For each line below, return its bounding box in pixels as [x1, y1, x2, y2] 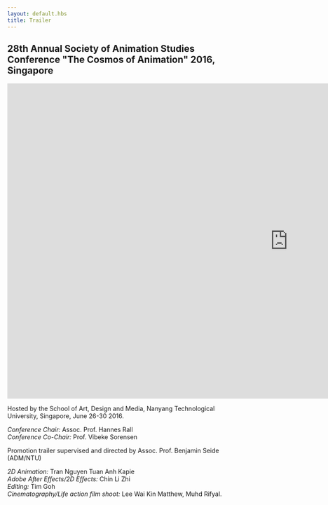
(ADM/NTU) [7, 454, 42, 462]
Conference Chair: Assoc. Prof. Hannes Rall [7, 425, 133, 434]
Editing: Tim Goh [7, 483, 55, 491]
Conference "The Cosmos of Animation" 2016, [7, 53, 215, 65]
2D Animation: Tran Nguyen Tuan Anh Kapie [7, 467, 135, 476]
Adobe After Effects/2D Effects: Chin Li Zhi [7, 475, 131, 483]
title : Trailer [7, 17, 52, 24]
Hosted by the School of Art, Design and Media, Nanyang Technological [7, 404, 215, 413]
